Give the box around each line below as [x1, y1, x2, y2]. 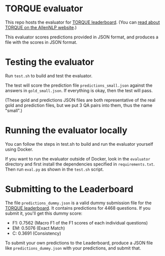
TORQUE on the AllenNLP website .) [5, 24, 77, 30]
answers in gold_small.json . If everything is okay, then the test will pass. [5, 87, 153, 94]
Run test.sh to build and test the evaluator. [5, 72, 93, 79]
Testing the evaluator [5, 57, 95, 68]
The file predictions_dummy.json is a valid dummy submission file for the [5, 200, 152, 206]
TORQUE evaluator [5, 3, 83, 14]
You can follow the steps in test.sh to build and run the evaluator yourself [5, 141, 154, 147]
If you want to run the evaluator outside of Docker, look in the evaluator [5, 156, 151, 161]
